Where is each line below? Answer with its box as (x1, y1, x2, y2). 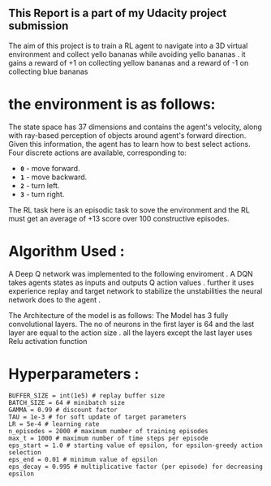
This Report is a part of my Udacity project (8, 6, 227, 20)
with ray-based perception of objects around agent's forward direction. (8, 130, 247, 140)
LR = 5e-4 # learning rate (8, 419, 100, 428)
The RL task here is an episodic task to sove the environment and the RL (8, 204, 250, 214)
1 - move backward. (19, 172, 88, 182)
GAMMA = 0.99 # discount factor (8, 406, 118, 414)
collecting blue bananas (8, 67, 88, 76)
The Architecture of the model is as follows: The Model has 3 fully (8, 310, 229, 320)
